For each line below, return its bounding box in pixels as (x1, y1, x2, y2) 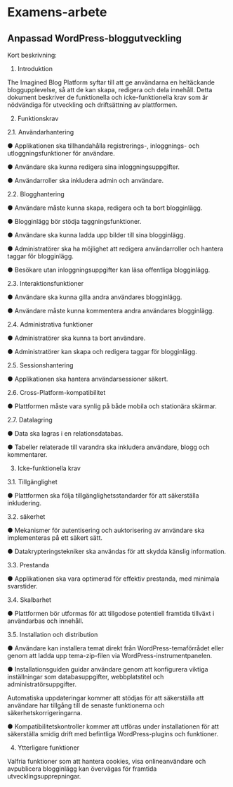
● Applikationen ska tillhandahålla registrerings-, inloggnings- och (7, 141, 200, 150)
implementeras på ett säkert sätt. (7, 534, 103, 542)
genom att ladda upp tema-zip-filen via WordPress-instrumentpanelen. (7, 652, 213, 660)
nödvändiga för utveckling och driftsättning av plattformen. (7, 101, 178, 109)
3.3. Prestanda (7, 561, 50, 569)
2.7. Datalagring (7, 416, 53, 424)
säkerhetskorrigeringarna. (7, 709, 83, 717)
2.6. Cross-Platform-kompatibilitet (7, 389, 106, 396)
